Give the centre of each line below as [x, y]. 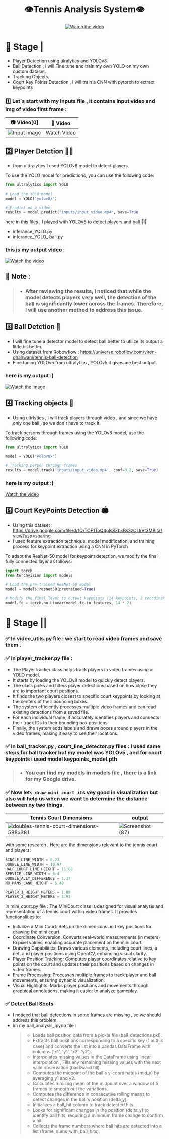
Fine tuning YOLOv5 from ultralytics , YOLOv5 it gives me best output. [85, 362]
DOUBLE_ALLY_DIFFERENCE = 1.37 [38, 878]
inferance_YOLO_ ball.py [38, 237]
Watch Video [61, 133]
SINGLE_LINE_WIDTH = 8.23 [32, 860]
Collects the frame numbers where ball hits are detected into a [97, 1126]
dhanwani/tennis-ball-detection [45, 357]
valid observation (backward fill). [67, 1067]
